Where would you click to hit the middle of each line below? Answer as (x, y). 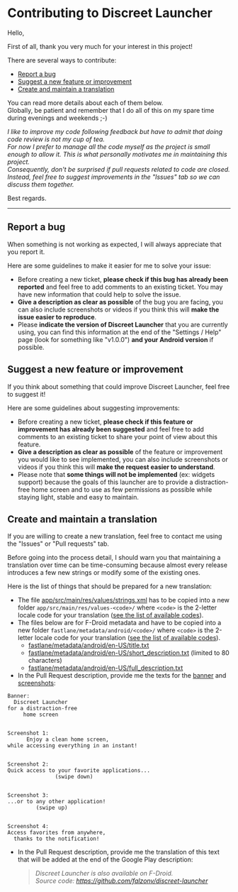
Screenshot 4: (28, 827)
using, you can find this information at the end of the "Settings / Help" (119, 332)
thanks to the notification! (57, 839)
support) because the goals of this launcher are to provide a (105, 482)
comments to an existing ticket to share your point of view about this (118, 436)
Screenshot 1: (28, 733)
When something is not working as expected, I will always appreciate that (114, 244)
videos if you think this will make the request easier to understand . (116, 467)
